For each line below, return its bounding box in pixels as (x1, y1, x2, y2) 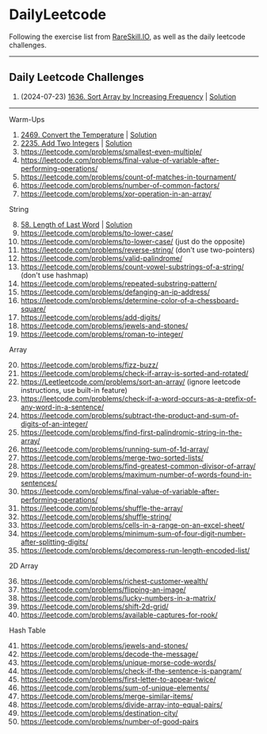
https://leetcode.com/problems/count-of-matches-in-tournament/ (20, 172, 237, 182)
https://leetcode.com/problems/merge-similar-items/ (20, 691, 193, 701)
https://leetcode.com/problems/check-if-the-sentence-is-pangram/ (20, 666, 242, 675)
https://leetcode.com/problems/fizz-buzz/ (20, 359, 159, 370)
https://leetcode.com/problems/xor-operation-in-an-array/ (20, 189, 212, 198)
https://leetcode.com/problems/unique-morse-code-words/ (20, 657, 216, 667)
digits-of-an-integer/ (20, 419, 89, 428)
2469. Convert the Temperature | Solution (20, 129, 158, 140)
